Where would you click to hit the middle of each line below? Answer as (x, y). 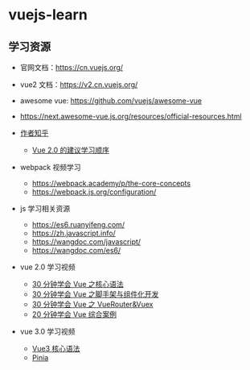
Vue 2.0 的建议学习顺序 (71, 150)
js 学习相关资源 (45, 208)
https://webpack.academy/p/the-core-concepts (111, 183)
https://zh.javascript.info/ (74, 233)
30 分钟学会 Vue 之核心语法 (78, 284)
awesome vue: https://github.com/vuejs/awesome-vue (111, 101)
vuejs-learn (48, 15)
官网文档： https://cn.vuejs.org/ (71, 67)
